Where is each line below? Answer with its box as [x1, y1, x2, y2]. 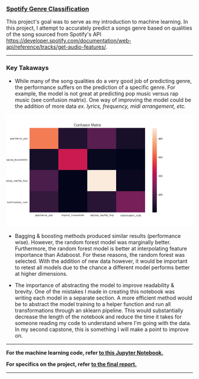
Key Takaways [6, 64, 49, 72]
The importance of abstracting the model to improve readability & [14, 281, 175, 289]
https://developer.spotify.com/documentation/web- [6, 37, 131, 44]
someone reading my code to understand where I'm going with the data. [14, 319, 191, 326]
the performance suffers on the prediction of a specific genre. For [14, 84, 176, 91]
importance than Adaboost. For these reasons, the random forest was [14, 251, 185, 258]
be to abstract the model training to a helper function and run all [14, 300, 171, 307]
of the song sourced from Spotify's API [6, 31, 102, 38]
